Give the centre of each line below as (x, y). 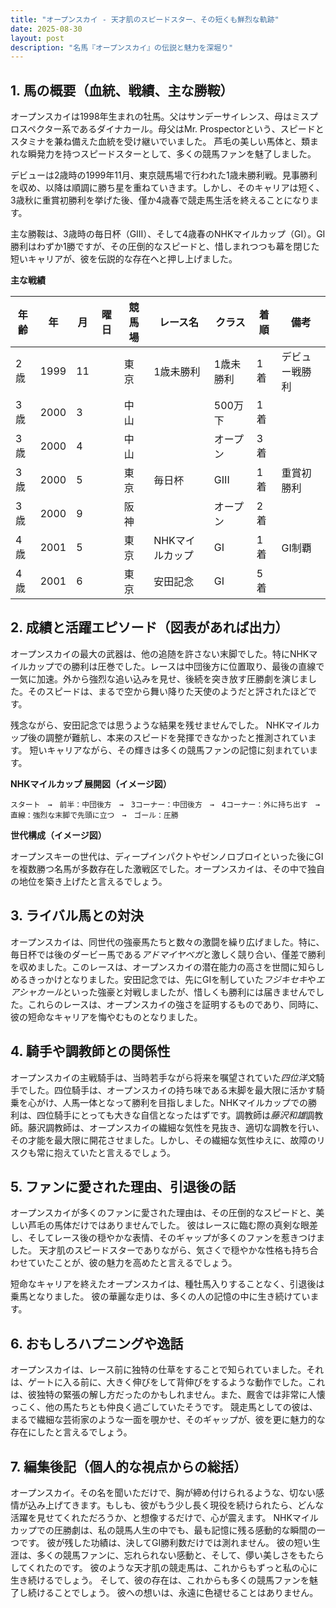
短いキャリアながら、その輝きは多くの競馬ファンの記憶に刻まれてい (169, 750)
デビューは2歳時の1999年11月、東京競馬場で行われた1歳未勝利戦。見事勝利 (164, 175)
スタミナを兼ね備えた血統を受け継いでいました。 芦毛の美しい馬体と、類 (160, 142)
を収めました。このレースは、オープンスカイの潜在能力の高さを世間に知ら (163, 967)
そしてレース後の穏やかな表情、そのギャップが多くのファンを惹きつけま (176, 1238)
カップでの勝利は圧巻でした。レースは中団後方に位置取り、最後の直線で (176, 666)
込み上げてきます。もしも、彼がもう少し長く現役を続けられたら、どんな (176, 1505)
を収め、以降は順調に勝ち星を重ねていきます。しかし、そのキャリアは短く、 (167, 188)
